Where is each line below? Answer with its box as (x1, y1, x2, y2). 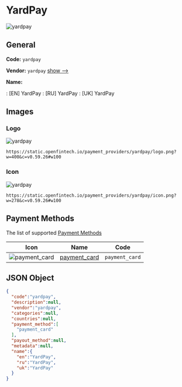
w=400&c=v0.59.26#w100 (6, 154, 61, 160)
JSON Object (6, 272, 54, 282)
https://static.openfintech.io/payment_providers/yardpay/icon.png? (6, 192, 177, 198)
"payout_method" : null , (11, 338, 67, 344)
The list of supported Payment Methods (6, 229, 102, 236)
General (6, 40, 36, 50)
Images (6, 107, 34, 117)
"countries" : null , (11, 315, 57, 322)
